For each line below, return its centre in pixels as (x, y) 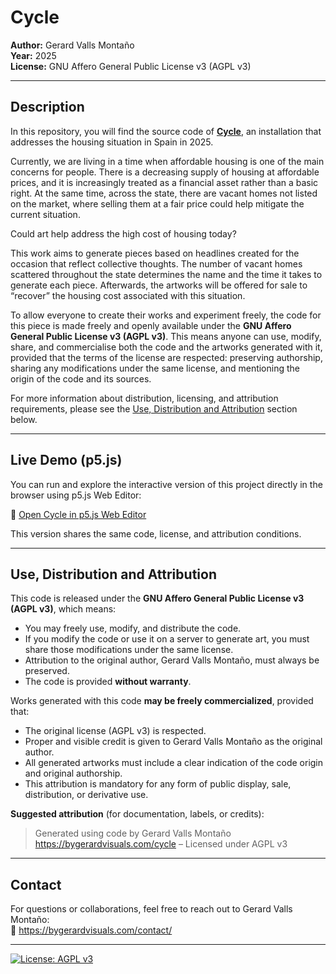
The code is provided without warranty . (108, 682)
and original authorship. (73, 773)
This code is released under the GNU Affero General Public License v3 (157, 598)
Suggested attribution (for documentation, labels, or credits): (137, 814)
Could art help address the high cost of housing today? (123, 233)
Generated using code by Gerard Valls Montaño (133, 833)
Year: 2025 (33, 55)
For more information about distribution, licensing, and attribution (144, 398)
